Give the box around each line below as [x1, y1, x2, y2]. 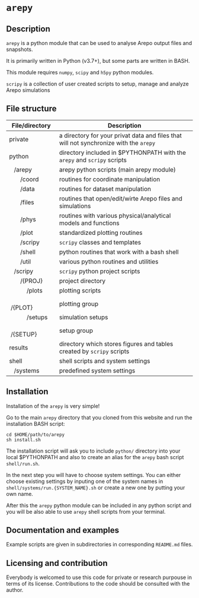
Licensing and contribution [6, 558, 108, 568]
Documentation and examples [6, 525, 120, 536]
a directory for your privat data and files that [59, 131, 182, 139]
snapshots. [6, 46, 34, 53]
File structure [6, 104, 57, 114]
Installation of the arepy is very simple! [6, 402, 100, 409]
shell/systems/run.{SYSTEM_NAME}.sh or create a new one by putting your [6, 484, 185, 491]
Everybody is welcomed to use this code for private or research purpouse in [6, 574, 192, 581]
